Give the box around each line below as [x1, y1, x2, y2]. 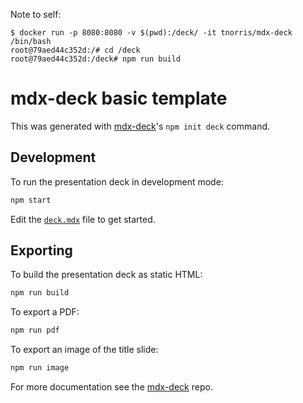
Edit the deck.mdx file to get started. [10, 213, 156, 225]
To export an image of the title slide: [10, 344, 159, 356]
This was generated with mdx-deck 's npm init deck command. [10, 120, 271, 132]
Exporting [10, 242, 73, 259]
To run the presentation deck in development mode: [10, 175, 224, 188]
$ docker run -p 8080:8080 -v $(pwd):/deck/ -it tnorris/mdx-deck [10, 28, 293, 38]
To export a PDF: [10, 306, 80, 318]
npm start [10, 195, 52, 205]
